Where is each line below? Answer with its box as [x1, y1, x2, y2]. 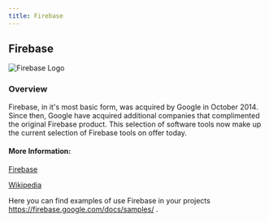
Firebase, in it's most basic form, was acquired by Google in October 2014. [8, 102, 258, 112]
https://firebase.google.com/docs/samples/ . [8, 204, 158, 214]
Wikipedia [8, 180, 42, 190]
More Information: [8, 147, 72, 156]
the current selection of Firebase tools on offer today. [8, 127, 187, 138]
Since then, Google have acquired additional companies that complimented [8, 110, 260, 120]
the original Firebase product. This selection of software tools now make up [8, 119, 262, 129]
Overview [8, 83, 48, 95]
